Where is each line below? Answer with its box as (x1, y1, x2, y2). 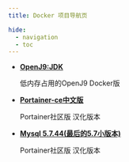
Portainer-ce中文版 (19, 96, 84, 105)
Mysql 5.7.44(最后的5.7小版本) (19, 129, 121, 138)
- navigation (15, 33, 59, 41)
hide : (8, 25, 26, 34)
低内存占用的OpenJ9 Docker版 (19, 78, 120, 88)
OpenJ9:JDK (19, 62, 63, 72)
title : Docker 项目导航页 (8, 11, 88, 20)
